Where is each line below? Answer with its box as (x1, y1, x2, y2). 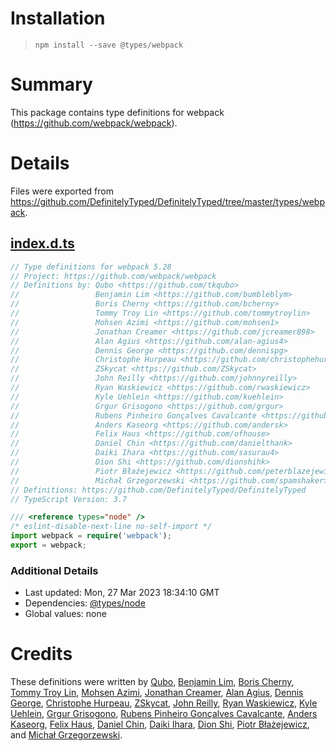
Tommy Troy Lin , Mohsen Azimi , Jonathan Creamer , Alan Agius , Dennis (10, 687, 304, 699)
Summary (10, 73, 93, 96)
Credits (10, 643, 73, 666)
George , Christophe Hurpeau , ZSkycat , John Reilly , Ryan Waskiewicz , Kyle (10, 697, 318, 709)
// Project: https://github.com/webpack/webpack (10, 271, 217, 281)
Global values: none (24, 608, 107, 620)
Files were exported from (10, 185, 114, 197)
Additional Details (10, 563, 99, 577)
